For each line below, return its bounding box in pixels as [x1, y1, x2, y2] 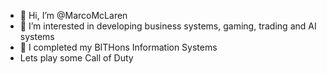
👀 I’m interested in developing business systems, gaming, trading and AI [19, 20, 317, 32]
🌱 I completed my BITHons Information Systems [19, 41, 218, 53]
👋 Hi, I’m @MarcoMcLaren [19, 10, 128, 21]
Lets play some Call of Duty [19, 52, 134, 64]
